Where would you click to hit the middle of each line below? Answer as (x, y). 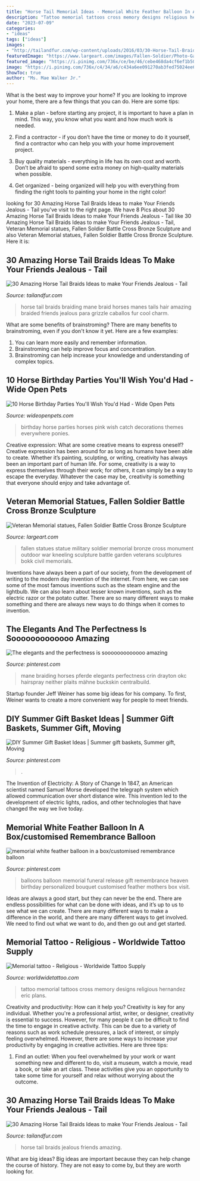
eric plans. (34, 995)
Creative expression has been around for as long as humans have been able (99, 451)
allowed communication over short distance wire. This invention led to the (97, 796)
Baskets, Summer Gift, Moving (64, 728)
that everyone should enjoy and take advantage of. (68, 482)
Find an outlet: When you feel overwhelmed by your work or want (95, 1056)
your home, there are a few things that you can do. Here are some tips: (93, 101)
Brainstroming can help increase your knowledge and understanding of (102, 355)
